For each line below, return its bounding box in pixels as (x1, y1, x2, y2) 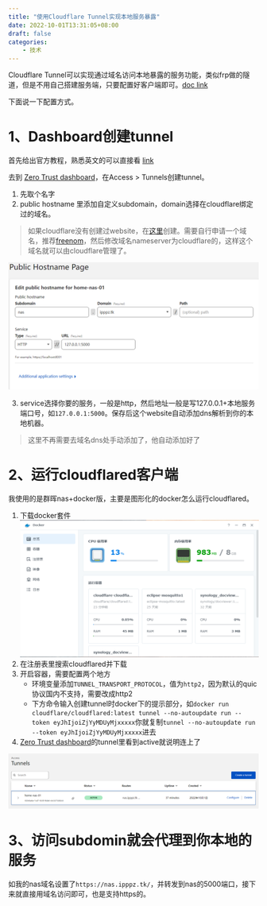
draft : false (8, 29, 52, 37)
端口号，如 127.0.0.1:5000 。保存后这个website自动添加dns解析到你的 (19, 408, 247, 417)
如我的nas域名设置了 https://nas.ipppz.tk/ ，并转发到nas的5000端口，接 (8, 879, 250, 889)
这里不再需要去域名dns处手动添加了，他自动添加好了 (27, 436, 201, 444)
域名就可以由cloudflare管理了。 (27, 246, 131, 256)
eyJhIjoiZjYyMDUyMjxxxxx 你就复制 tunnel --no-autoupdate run (52, 718, 256, 726)
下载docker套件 (19, 510, 72, 520)
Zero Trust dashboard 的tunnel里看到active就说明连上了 (19, 738, 201, 746)
